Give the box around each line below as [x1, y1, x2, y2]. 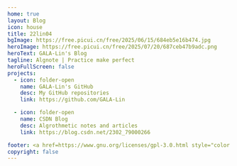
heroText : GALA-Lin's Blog [7, 50, 87, 57]
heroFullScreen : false [7, 63, 75, 70]
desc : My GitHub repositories [20, 89, 110, 96]
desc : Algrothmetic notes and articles [20, 122, 138, 129]
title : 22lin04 [7, 30, 53, 38]
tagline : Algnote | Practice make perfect [7, 57, 135, 64]
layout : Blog [7, 17, 46, 24]
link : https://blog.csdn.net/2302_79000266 [20, 128, 151, 135]
